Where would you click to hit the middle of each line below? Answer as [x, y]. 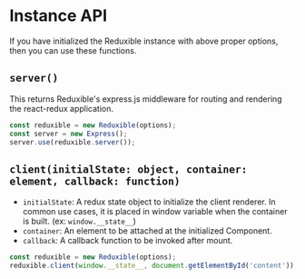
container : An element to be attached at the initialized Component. [147, 231]
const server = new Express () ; [69, 134]
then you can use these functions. [73, 50]
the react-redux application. [61, 108]
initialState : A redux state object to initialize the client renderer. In [149, 202]
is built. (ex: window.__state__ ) [79, 221]
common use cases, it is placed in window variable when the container [155, 212]
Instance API [58, 16]
